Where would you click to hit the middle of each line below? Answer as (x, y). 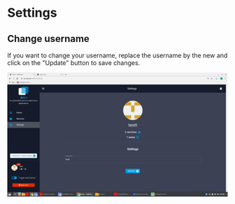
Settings (32, 13)
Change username (48, 39)
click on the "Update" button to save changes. (74, 63)
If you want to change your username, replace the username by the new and (117, 55)
